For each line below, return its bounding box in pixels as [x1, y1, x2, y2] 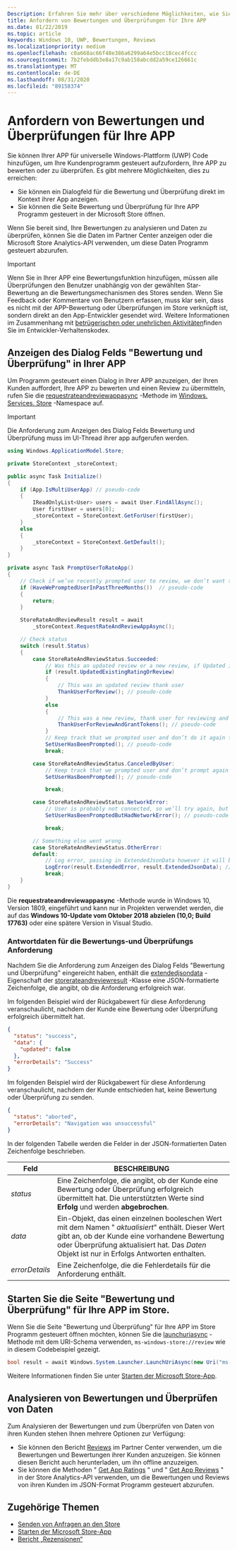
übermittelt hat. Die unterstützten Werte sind [57, 1193, 205, 1203]
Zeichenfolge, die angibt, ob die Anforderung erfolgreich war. [7, 984, 186, 992]
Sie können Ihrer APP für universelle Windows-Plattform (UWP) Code [7, 151, 209, 160]
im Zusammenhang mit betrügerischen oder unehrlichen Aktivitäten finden [7, 318, 222, 327]
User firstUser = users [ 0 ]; [32, 506, 115, 513]
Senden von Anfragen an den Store [17, 1520, 121, 1528]
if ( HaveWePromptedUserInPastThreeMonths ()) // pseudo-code [20, 584, 203, 591]
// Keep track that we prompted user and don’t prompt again [44, 767, 229, 774]
